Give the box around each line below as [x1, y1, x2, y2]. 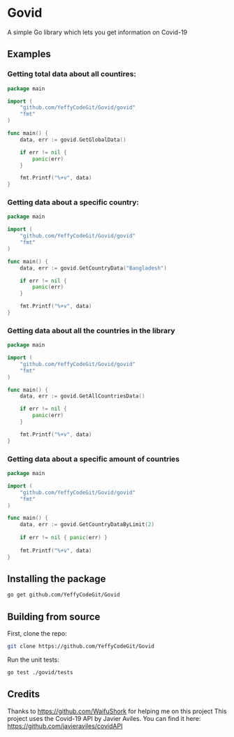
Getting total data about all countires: [7, 69, 136, 79]
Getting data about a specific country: [7, 198, 140, 207]
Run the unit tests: [7, 655, 59, 664]
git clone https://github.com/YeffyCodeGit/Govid [7, 643, 155, 650]
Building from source [7, 611, 101, 622]
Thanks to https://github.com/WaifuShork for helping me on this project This [7, 707, 227, 715]
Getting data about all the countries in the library [7, 326, 176, 335]
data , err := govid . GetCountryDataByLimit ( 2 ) [20, 521, 155, 528]
